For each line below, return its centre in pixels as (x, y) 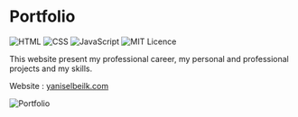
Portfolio (42, 17)
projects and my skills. (51, 68)
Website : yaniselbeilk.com (59, 85)
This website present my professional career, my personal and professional (149, 58)
